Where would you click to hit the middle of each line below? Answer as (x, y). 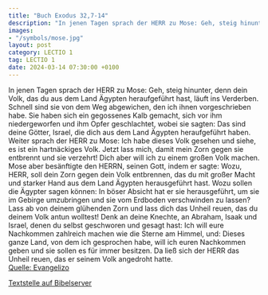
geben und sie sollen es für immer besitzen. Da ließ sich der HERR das (124, 250)
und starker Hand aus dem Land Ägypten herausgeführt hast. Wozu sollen (130, 183)
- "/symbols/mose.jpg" (46, 38)
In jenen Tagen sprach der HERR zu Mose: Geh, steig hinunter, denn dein (128, 90)
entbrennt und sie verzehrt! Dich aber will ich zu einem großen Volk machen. (134, 157)
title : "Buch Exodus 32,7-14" (59, 16)
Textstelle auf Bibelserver (50, 282)
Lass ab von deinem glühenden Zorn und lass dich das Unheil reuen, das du (133, 208)
